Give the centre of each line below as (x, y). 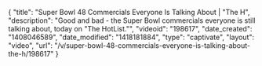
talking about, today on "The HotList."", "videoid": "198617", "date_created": (130, 29)
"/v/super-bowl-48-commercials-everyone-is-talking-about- (153, 46)
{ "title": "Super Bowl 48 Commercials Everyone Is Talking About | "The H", (129, 12)
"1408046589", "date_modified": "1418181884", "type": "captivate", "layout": (131, 37)
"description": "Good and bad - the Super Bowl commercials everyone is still (132, 20)
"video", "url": (31, 46)
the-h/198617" (31, 54)
